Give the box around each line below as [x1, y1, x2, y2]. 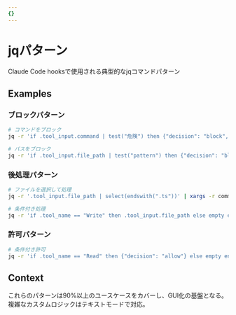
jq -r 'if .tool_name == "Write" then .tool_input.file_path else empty [8, 211, 225, 219]
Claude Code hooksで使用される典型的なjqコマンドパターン [8, 67, 181, 76]
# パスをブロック [8, 146, 51, 153]
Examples [8, 87, 52, 99]
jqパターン [8, 43, 68, 58]
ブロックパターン [8, 110, 65, 120]
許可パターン [8, 230, 51, 239]
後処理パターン [8, 169, 58, 179]
